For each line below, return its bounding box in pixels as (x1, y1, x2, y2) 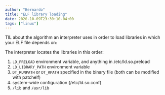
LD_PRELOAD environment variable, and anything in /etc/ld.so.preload (12, 59, 150, 64)
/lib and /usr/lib (12, 85, 49, 91)
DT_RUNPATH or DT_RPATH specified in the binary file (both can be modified (12, 69, 160, 75)
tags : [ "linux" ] (5, 21, 39, 26)
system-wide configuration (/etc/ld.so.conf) (12, 80, 102, 86)
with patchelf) (12, 74, 41, 80)
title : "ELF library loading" (5, 12, 68, 17)
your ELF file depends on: (5, 40, 58, 46)
